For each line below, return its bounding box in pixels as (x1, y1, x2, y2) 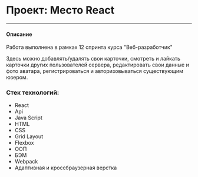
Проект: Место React (6, 4, 115, 17)
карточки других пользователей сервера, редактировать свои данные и (6, 61, 190, 68)
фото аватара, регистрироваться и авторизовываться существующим (6, 68, 184, 75)
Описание (6, 31, 32, 38)
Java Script (14, 114, 42, 121)
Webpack (14, 158, 38, 165)
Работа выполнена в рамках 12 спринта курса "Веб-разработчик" (6, 44, 173, 51)
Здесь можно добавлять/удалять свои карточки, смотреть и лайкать (6, 55, 181, 62)
